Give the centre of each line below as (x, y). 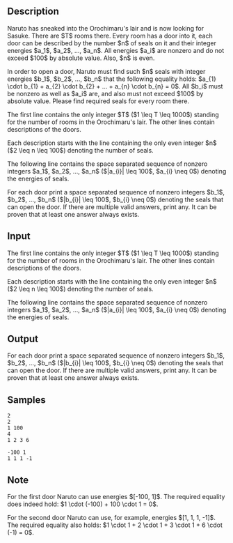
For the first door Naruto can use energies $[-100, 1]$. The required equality (116, 497)
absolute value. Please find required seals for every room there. (98, 101)
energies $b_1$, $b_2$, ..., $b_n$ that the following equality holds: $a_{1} (112, 79)
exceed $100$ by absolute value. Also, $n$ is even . (81, 58)
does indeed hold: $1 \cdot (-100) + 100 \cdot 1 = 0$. (83, 504)
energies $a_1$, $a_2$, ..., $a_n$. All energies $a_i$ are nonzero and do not (116, 50)
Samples (27, 400)
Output (23, 339)
